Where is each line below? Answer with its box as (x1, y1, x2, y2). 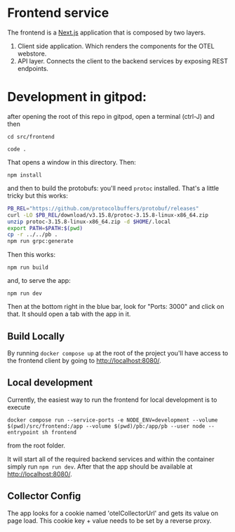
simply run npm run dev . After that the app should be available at (7, 462, 193, 471)
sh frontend (41, 429, 77, 436)
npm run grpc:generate (7, 238, 74, 245)
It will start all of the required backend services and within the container (7, 455, 215, 463)
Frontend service (7, 5, 109, 21)
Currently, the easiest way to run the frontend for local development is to (7, 395, 217, 404)
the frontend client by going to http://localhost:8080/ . (7, 356, 161, 365)
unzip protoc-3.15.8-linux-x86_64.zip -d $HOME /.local (7, 218, 171, 225)
